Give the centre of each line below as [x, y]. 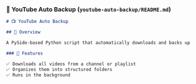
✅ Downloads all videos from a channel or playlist [71, 64]
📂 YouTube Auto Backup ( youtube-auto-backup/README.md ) [89, 9]
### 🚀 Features [25, 53]
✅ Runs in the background [38, 75]
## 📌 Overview [23, 32]
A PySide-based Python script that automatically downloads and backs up [98, 43]
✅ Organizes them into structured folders [59, 69]
